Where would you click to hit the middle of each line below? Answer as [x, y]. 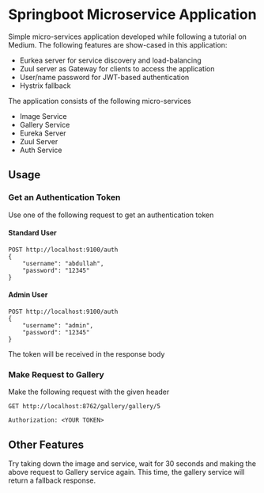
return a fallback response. [52, 480]
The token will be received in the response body [87, 354]
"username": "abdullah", [63, 263]
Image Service [43, 116]
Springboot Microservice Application [132, 15]
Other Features [46, 444]
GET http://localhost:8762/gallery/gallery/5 [84, 407]
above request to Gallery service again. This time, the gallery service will [126, 472]
